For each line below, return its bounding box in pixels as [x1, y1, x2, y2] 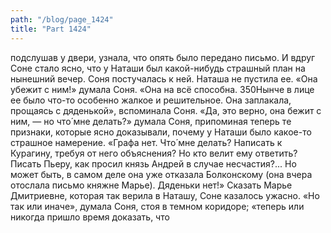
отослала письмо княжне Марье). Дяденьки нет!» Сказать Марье [10, 179, 293, 191]
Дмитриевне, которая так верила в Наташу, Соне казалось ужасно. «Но [10, 189, 320, 201]
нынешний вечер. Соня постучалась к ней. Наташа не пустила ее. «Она [10, 72, 318, 85]
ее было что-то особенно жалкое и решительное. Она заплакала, [10, 94, 292, 106]
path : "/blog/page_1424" [10, 14, 114, 25]
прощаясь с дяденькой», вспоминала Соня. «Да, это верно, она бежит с [10, 104, 322, 116]
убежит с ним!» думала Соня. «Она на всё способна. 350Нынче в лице [10, 83, 315, 95]
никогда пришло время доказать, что [10, 211, 170, 223]
